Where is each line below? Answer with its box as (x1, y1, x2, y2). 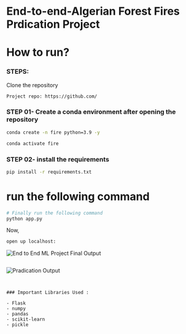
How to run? (6, 45, 69, 60)
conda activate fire (6, 140, 60, 147)
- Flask (6, 300, 26, 306)
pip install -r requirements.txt (6, 169, 92, 175)
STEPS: (6, 68, 29, 76)
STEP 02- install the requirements (6, 155, 109, 163)
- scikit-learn (6, 316, 45, 323)
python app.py (6, 216, 43, 222)
